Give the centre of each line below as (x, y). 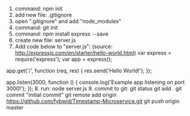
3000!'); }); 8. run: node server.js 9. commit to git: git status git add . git (94, 88)
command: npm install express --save (62, 34)
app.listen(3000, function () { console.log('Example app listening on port (96, 82)
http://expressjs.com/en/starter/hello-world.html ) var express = (93, 53)
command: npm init (39, 9)
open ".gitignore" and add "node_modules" (68, 21)
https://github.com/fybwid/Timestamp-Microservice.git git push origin (93, 101)
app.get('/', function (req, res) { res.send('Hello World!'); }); (79, 70)
